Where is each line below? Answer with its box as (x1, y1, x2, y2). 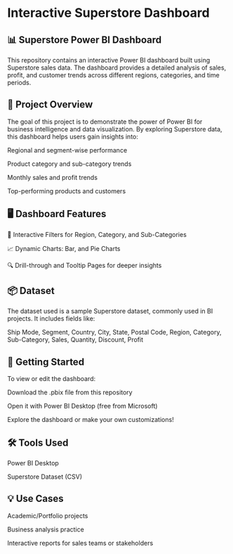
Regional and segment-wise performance (7, 146, 128, 154)
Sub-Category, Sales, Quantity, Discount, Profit (7, 335, 144, 344)
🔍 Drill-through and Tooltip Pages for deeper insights (7, 261, 162, 269)
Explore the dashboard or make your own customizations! (7, 416, 174, 424)
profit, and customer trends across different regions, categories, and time (7, 71, 220, 79)
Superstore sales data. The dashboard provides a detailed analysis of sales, (7, 63, 227, 72)
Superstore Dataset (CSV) (7, 472, 83, 481)
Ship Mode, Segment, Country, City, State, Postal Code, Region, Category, (7, 328, 222, 337)
